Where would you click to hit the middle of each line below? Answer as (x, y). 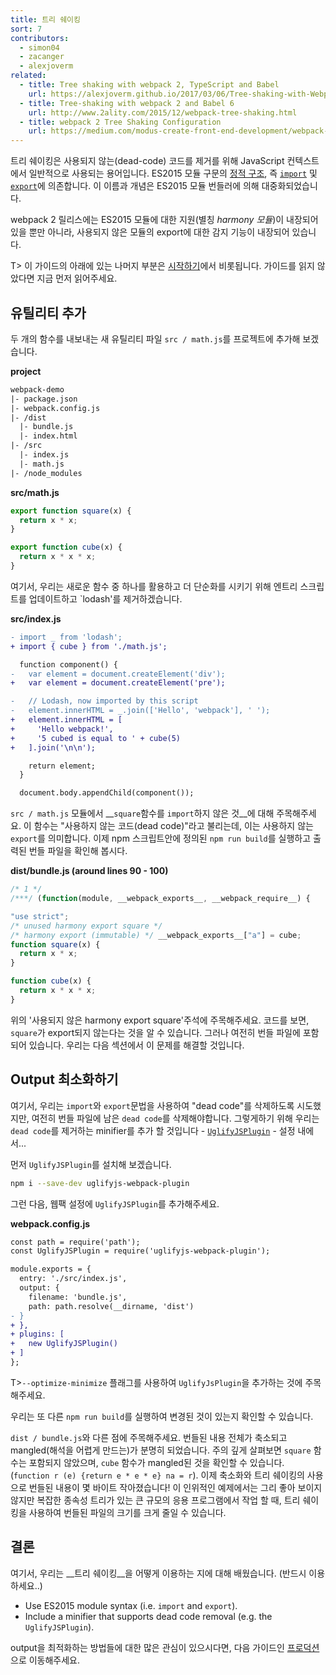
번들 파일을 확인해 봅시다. (78, 851)
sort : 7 (26, 29)
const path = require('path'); (75, 1242)
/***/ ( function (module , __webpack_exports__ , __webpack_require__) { (160, 899)
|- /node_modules (46, 473)
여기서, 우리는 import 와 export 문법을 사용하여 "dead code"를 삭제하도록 (152, 1105)
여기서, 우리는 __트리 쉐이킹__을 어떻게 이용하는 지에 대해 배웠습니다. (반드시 (158, 1573)
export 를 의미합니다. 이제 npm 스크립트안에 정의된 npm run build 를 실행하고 (161, 838)
